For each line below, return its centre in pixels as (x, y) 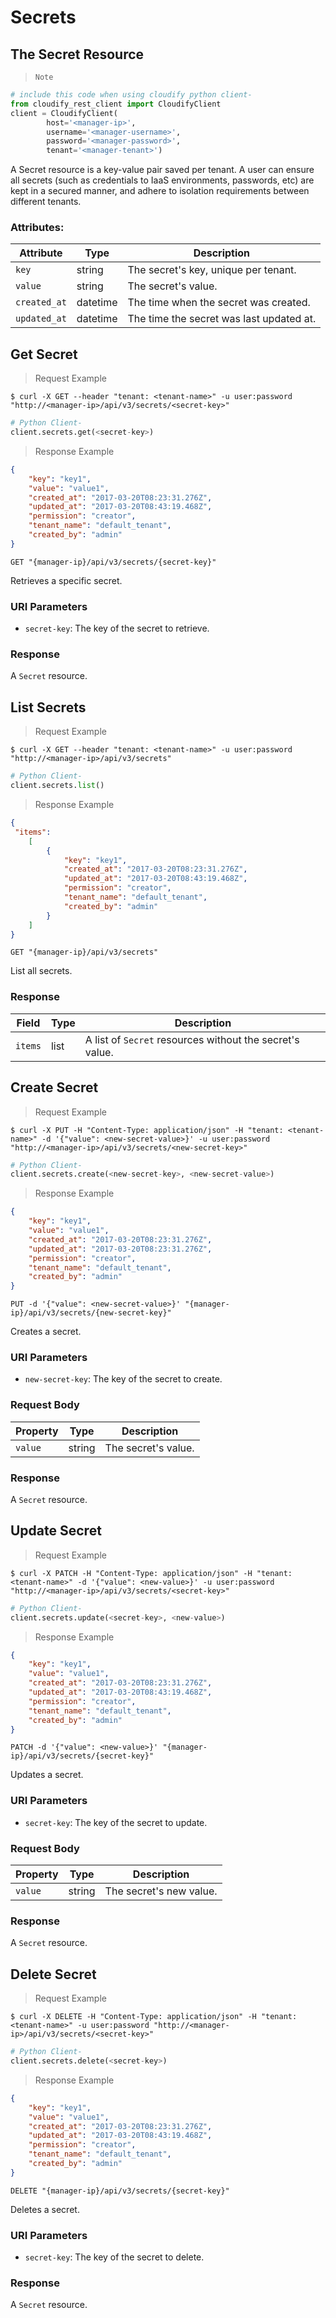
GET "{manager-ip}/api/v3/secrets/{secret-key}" (113, 562)
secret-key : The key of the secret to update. (116, 1822)
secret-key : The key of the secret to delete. (114, 2257)
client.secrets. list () (57, 786)
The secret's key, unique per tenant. (212, 270)
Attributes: (37, 228)
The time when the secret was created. (219, 303)
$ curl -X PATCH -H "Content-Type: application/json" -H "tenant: (151, 1573)
